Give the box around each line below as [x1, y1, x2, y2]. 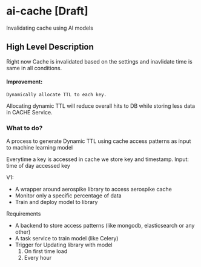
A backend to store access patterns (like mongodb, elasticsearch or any [15, 222, 195, 229]
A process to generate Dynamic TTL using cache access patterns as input [6, 137, 191, 145]
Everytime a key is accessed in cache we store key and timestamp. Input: [6, 156, 189, 163]
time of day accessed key [6, 162, 71, 170]
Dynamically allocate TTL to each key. [6, 91, 107, 97]
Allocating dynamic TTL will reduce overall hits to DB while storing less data [6, 102, 196, 110]
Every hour [24, 254, 52, 262]
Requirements [6, 210, 41, 217]
